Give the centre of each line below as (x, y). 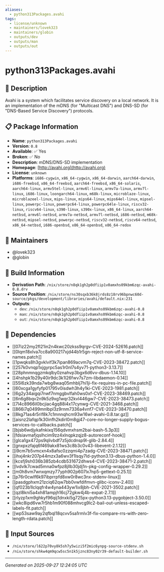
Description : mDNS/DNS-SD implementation (57, 162)
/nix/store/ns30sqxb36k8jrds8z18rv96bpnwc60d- (95, 295)
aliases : (14, 10)
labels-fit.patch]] (29, 508)
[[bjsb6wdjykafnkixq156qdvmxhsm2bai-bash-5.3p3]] (66, 430)
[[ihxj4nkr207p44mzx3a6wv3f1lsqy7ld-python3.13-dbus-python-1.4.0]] (84, 456)
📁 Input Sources (30, 534)
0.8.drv (20, 289)
